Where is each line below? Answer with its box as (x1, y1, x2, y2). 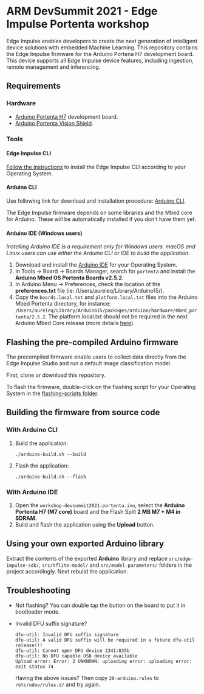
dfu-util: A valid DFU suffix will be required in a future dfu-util (15, 637, 195, 643)
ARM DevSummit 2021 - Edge (6, 4, 158, 18)
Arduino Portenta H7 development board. (15, 113, 118, 120)
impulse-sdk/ (6, 562, 39, 569)
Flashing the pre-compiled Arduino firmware (6, 337, 178, 348)
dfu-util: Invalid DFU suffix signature (15, 631, 119, 637)
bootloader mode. (15, 608, 60, 615)
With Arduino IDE (6, 488, 58, 496)
